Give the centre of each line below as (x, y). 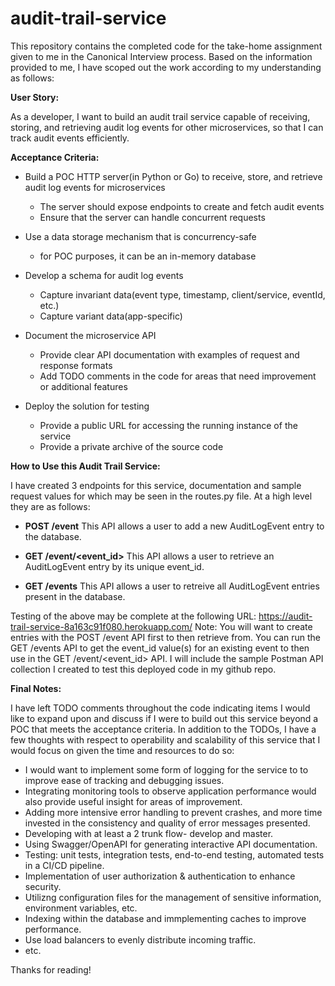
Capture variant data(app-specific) (111, 316)
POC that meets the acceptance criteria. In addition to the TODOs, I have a (163, 729)
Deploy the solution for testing (87, 406)
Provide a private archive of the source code (131, 446)
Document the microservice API (90, 335)
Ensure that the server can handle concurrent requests (152, 217)
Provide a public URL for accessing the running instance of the (168, 425)
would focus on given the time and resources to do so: (122, 750)
